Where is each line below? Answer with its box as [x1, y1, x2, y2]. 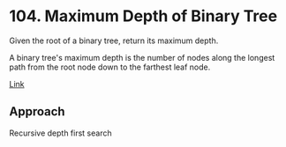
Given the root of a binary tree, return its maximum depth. [9, 35, 219, 46]
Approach [9, 104, 65, 120]
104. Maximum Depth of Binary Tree [9, 6, 278, 26]
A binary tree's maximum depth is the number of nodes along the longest [9, 52, 275, 62]
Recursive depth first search [9, 128, 112, 138]
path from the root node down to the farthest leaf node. [9, 62, 211, 72]
